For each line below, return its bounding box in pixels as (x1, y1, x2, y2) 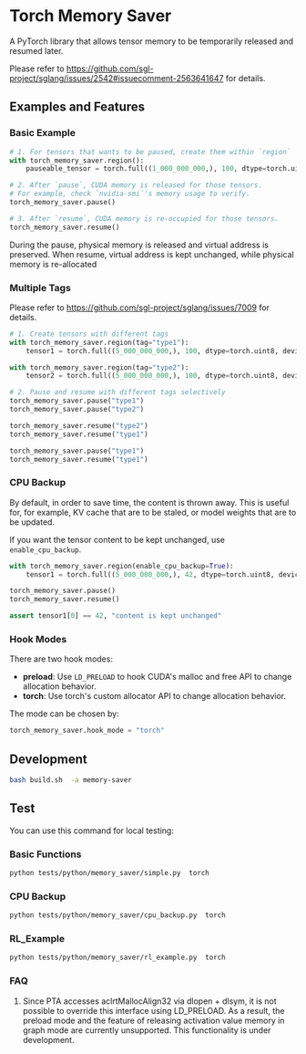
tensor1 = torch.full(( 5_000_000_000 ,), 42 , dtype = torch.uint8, (25, 569, 275, 579)
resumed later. (9, 45, 64, 56)
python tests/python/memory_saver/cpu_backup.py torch (9, 911, 226, 920)
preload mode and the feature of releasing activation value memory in (22, 1015, 285, 1026)
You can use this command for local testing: (9, 825, 175, 836)
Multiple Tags (9, 281, 71, 294)
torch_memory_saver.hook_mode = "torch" (9, 726, 166, 736)
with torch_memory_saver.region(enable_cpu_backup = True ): (9, 561, 234, 570)
